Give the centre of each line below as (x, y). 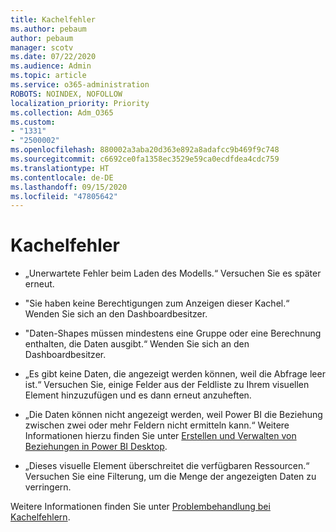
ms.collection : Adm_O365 (62, 112)
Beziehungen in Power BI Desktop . (96, 447)
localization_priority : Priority (80, 103)
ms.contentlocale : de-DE (62, 177)
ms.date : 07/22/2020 (53, 57)
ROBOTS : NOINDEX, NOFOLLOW (66, 94)
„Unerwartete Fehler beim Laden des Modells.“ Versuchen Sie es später (173, 273)
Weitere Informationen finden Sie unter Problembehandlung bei (140, 507)
